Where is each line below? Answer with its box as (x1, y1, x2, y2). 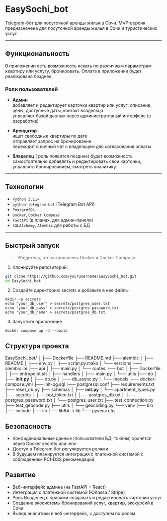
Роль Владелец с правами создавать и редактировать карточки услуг (12, 494, 162, 500)
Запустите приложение (12, 319, 62, 325)
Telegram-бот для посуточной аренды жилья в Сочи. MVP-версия (5, 20, 146, 26)
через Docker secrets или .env (12, 441, 77, 447)
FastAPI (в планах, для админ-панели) (12, 217, 93, 223)
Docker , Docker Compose (12, 212, 60, 218)
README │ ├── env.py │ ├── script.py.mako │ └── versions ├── (5, 360, 142, 366)
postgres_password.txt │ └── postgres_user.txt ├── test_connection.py (5, 397, 154, 403)
